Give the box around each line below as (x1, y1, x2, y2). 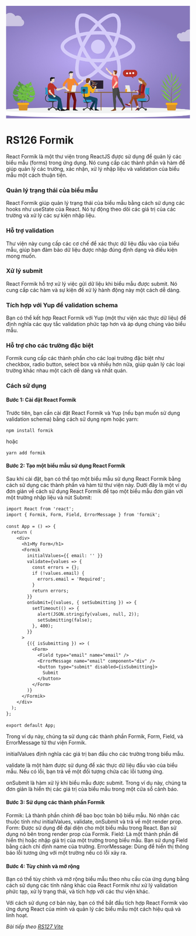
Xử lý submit (6, 267, 43, 275)
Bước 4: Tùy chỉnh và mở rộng (6, 862, 80, 869)
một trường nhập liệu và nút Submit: (6, 493, 92, 500)
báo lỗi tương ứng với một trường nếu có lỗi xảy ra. (6, 849, 127, 856)
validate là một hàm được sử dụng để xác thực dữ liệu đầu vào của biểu (6, 762, 178, 769)
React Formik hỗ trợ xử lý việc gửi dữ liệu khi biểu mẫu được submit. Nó (6, 280, 178, 287)
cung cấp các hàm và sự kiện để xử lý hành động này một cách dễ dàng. (6, 286, 181, 293)
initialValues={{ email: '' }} (27, 553, 103, 558)
